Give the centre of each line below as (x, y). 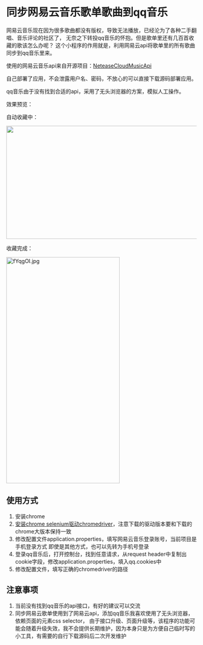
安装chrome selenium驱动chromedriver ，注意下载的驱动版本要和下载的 (103, 524)
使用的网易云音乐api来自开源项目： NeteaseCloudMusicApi (79, 65)
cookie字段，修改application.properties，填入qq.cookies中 (88, 561)
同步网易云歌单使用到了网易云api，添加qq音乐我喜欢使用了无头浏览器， (104, 613)
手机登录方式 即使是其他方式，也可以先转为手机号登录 (82, 546)
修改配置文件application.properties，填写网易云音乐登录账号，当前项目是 (106, 539)
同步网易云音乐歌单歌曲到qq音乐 (87, 12)
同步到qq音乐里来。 (31, 52)
